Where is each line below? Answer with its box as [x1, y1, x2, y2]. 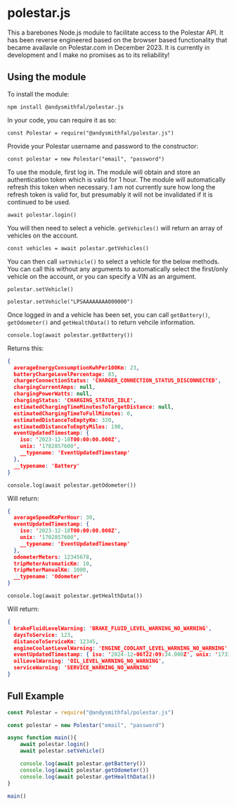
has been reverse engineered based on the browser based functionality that [7, 35, 228, 44]
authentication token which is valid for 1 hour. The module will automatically [7, 175, 226, 184]
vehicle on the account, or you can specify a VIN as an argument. [7, 272, 197, 280]
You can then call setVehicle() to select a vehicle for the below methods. [7, 257, 220, 266]
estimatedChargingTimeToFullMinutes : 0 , [13, 410, 133, 417]
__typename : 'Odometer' [13, 573, 83, 581]
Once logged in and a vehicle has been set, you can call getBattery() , [7, 310, 211, 318]
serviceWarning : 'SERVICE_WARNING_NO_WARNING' [13, 664, 152, 671]
